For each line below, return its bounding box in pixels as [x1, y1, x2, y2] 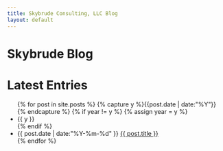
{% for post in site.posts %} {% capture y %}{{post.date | [16, 100, 180, 108]
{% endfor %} [16, 137, 57, 145]
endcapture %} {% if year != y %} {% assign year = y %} [27, 107, 188, 115]
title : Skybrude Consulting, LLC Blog [7, 10, 118, 17]
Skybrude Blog [7, 46, 94, 62]
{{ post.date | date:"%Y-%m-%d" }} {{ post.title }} [16, 129, 159, 137]
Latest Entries [7, 77, 88, 93]
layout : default [7, 16, 54, 23]
